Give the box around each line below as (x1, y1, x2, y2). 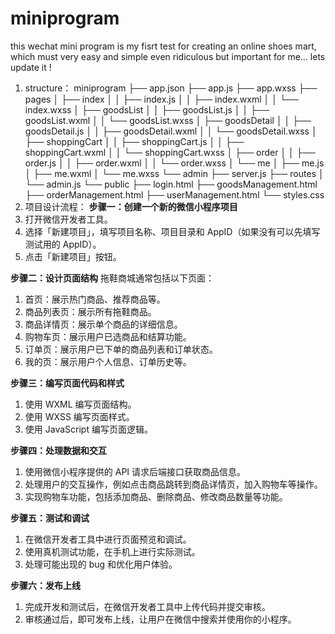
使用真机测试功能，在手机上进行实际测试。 (24, 545, 201, 557)
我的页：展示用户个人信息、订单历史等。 (24, 355, 192, 367)
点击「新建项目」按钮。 (24, 250, 122, 262)
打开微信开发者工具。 (24, 213, 113, 225)
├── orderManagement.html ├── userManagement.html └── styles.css (24, 188, 325, 201)
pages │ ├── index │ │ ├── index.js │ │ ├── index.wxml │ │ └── (24, 93, 299, 105)
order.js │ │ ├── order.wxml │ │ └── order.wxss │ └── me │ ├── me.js (24, 157, 325, 169)
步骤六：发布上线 (10, 579, 81, 591)
